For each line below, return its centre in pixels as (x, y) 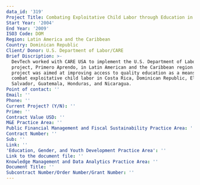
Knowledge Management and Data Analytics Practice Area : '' (82, 162)
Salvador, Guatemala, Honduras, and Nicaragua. (72, 84)
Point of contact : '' (33, 90)
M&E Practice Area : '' (34, 123)
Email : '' (18, 95)
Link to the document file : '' (45, 156)
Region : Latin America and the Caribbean (58, 39)
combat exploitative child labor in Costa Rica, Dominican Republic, (99, 78)
